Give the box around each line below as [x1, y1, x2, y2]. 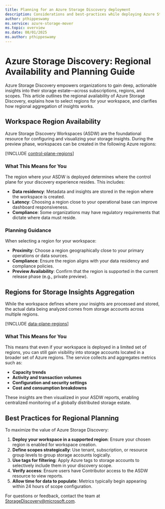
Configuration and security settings [12, 380, 87, 386]
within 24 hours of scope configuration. [12, 483, 92, 489]
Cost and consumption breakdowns [12, 385, 87, 391]
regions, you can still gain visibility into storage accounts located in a [5, 349, 144, 355]
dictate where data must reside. [12, 214, 77, 220]
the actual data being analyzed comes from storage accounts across [5, 306, 144, 312]
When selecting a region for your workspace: [5, 238, 97, 244]
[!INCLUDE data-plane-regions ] [5, 321, 69, 327]
